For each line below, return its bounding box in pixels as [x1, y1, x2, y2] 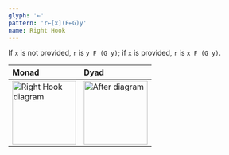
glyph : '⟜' [8, 11, 45, 20]
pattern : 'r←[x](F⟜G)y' [8, 19, 87, 27]
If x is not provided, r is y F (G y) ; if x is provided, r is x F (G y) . [8, 48, 221, 58]
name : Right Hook [8, 26, 66, 34]
